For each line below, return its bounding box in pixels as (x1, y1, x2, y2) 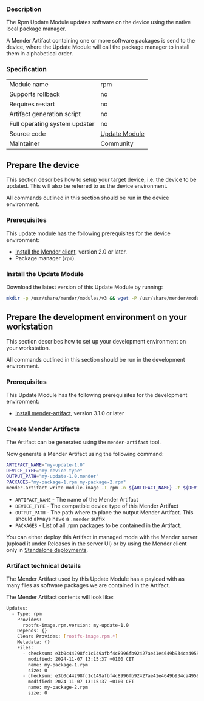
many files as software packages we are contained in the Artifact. (6, 581, 171, 589)
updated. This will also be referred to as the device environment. (6, 182, 168, 190)
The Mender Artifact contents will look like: (6, 593, 114, 601)
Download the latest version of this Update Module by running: (6, 283, 163, 291)
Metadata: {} (17, 639, 50, 646)
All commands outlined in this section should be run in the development (6, 356, 185, 363)
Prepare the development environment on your (6, 312, 187, 322)
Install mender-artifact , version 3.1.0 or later (15, 409, 124, 416)
